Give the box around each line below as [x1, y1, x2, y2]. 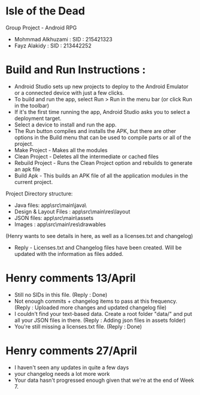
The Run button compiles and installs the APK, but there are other [14, 127, 177, 134]
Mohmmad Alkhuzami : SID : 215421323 [14, 35, 113, 43]
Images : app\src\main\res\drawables [14, 221, 106, 228]
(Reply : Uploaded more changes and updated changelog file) [14, 304, 167, 311]
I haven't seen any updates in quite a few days [14, 364, 129, 371]
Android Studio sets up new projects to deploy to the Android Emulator [14, 83, 189, 90]
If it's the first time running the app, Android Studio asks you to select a [14, 108, 190, 115]
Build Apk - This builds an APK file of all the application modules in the [14, 172, 188, 179]
